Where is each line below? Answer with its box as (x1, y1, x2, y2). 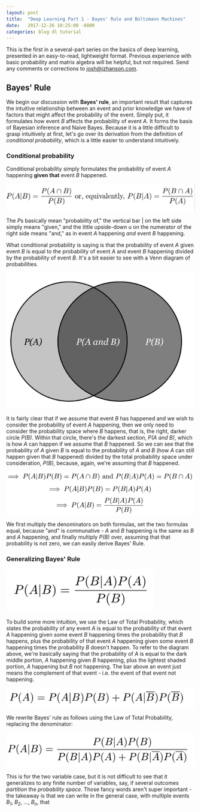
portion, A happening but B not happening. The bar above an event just (6, 663, 181, 670)
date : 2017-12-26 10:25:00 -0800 (6, 22, 95, 28)
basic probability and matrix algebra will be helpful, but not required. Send (6, 59, 189, 66)
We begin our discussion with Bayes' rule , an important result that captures (6, 98, 193, 106)
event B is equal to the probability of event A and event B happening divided (6, 247, 194, 255)
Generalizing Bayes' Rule (6, 554, 81, 563)
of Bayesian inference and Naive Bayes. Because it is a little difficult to (6, 124, 179, 132)
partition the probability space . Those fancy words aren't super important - (6, 786, 192, 793)
